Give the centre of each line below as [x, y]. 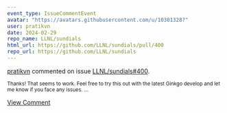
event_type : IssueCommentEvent [52, 13]
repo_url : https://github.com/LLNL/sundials [72, 52]
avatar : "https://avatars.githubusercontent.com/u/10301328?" [98, 20]
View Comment [29, 102]
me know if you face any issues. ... [48, 90]
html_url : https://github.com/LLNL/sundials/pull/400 [86, 45]
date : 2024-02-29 [32, 33]
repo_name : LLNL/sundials [44, 39]
